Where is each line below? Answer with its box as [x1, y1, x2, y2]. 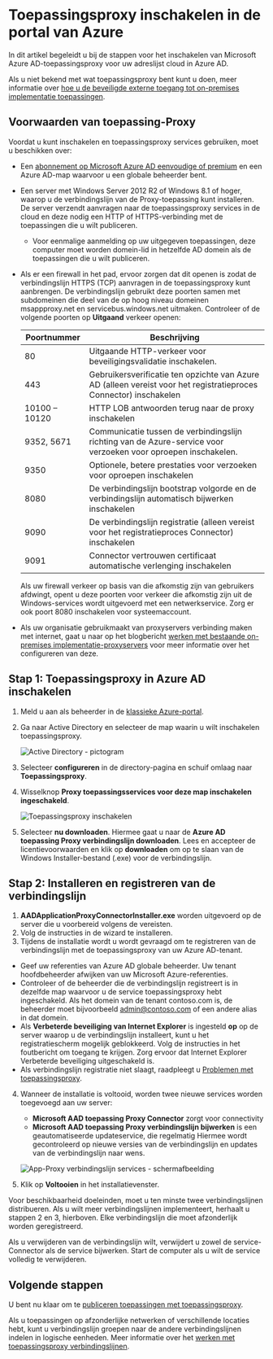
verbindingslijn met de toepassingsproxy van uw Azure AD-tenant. [19, 946, 243, 955]
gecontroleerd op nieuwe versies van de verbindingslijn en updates [32, 1139, 258, 1149]
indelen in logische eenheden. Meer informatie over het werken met [8, 1333, 236, 1343]
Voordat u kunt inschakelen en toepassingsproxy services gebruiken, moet [8, 137, 258, 146]
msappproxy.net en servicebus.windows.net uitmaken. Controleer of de [19, 304, 261, 313]
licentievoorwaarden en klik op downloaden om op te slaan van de [19, 844, 244, 854]
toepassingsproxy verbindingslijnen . [8, 1341, 130, 1352]
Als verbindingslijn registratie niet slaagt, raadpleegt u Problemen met [19, 1064, 253, 1075]
